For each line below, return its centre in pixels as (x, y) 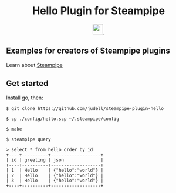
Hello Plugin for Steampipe (99, 11)
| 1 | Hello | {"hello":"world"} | (55, 170)
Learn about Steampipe (34, 65)
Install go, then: (25, 98)
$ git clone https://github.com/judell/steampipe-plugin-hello (85, 108)
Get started (27, 84)
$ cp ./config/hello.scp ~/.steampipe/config (62, 119)
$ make (14, 129)
